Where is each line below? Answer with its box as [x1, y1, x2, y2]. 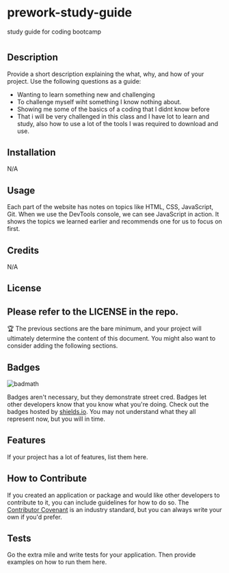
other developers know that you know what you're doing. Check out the [7, 400, 209, 409]
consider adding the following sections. [7, 341, 118, 350]
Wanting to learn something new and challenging [16, 90, 155, 99]
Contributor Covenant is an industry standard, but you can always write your [7, 505, 222, 513]
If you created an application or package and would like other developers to [7, 491, 220, 499]
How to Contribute [7, 473, 87, 485]
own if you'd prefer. [7, 513, 63, 521]
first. [7, 225, 21, 233]
